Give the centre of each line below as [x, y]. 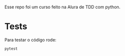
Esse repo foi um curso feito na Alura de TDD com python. [62, 7]
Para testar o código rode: [30, 40]
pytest [11, 49]
